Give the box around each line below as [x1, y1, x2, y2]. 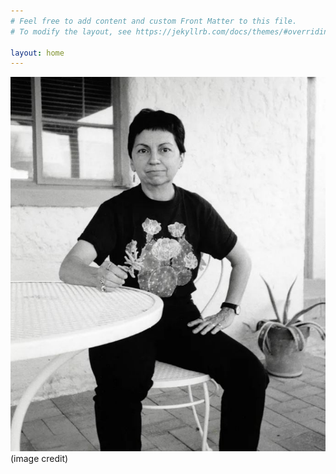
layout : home [10, 48, 65, 58]
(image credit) [10, 453, 69, 465]
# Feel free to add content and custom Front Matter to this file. [10, 16, 298, 26]
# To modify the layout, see [10, 26, 132, 37]
